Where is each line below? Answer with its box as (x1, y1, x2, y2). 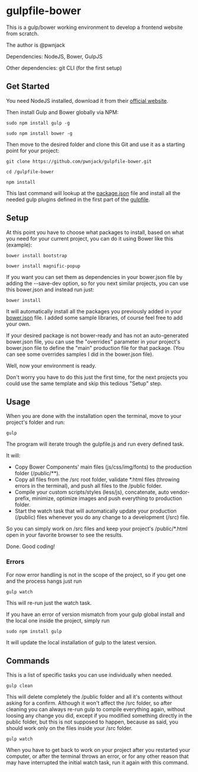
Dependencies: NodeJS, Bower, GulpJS (6, 53, 103, 60)
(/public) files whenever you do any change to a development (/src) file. (14, 514, 190, 521)
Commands (6, 656, 50, 666)
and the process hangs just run (6, 578, 82, 585)
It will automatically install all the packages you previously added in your (6, 307, 182, 314)
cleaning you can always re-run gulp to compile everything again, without (6, 706, 186, 713)
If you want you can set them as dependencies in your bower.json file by (6, 273, 183, 280)
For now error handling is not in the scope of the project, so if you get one (6, 571, 186, 578)
